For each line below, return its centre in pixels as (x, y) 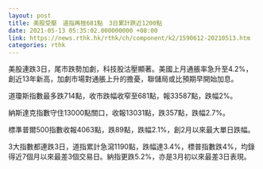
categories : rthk (37, 45)
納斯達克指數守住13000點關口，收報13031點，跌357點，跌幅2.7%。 (119, 113)
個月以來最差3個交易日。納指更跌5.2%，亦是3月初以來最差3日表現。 (139, 157)
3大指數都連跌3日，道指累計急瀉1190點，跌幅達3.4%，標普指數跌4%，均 (128, 147)
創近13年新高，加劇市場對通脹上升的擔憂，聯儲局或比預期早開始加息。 (123, 79)
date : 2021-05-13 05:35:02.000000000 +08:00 (83, 30)
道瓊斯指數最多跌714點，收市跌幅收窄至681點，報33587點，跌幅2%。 (123, 96)
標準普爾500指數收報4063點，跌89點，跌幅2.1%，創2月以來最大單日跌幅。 (131, 130)
